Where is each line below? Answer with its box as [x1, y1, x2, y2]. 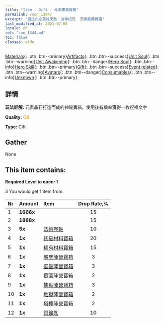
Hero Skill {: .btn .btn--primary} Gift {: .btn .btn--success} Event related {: [14, 64, 159, 70]
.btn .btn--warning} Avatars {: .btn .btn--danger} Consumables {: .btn [5, 69, 143, 75]
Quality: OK [5, 114, 30, 120]
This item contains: [5, 165, 66, 174]
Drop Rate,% [78, 200, 109, 207]
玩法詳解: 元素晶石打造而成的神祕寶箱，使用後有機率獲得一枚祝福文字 [5, 104, 148, 110]
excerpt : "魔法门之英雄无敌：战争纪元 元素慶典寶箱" [5, 16, 105, 21]
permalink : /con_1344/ [5, 12, 52, 17]
